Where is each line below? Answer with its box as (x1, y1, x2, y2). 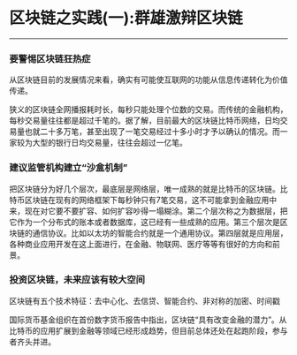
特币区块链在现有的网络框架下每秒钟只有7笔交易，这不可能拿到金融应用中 (9, 194, 277, 205)
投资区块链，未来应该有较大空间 (9, 274, 146, 286)
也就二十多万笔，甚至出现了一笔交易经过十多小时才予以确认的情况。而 (24, 126, 280, 137)
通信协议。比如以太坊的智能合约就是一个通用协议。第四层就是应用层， (32, 227, 288, 238)
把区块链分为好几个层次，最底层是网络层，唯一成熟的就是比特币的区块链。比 (9, 183, 288, 194)
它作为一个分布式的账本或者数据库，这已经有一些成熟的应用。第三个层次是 (9, 216, 280, 227)
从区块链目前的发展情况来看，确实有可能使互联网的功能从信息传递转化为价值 (9, 74, 288, 85)
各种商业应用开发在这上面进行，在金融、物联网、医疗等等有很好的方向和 (9, 238, 272, 249)
